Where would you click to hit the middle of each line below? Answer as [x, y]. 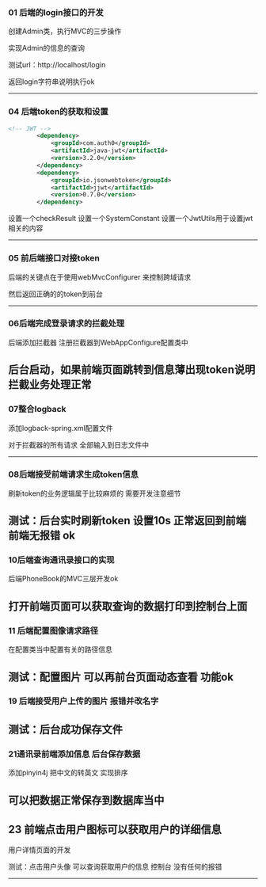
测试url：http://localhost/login [57, 65]
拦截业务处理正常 [50, 384]
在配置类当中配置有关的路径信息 [60, 649]
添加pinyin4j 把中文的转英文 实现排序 [68, 773]
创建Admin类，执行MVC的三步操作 [65, 31]
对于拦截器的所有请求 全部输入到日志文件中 [78, 444]
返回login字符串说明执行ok [51, 82]
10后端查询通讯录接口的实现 [61, 560]
